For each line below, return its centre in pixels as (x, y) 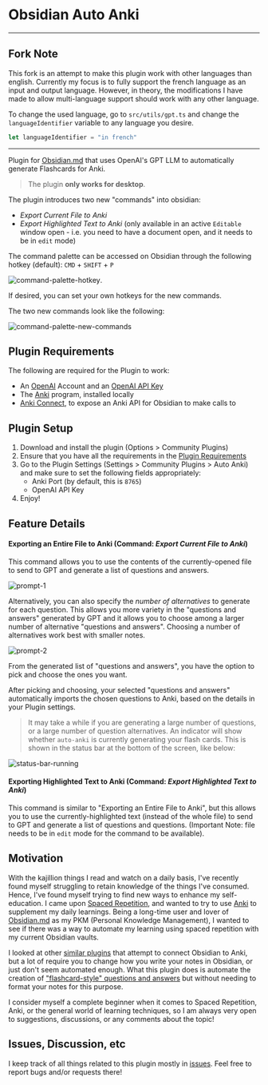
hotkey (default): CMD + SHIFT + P (61, 264)
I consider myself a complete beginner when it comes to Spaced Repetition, (133, 1002)
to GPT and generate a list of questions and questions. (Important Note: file (132, 825)
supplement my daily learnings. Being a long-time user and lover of (118, 912)
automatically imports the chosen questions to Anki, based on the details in (132, 698)
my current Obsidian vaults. (54, 937)
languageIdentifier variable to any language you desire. (101, 122)
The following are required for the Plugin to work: (89, 371)
